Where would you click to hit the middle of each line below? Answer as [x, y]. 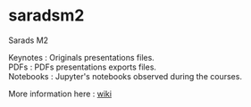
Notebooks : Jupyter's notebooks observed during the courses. [125, 76]
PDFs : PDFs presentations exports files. [83, 67]
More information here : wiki [60, 94]
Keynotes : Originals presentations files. [82, 57]
